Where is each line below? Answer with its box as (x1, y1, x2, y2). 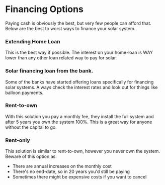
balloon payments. (5, 89, 44, 96)
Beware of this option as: (5, 153, 57, 159)
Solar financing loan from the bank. (5, 67, 94, 74)
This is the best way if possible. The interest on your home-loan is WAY (5, 49, 153, 56)
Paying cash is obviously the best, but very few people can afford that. (5, 20, 152, 26)
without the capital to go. (5, 124, 57, 130)
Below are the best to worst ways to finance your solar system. (5, 25, 136, 31)
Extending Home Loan (5, 38, 60, 45)
